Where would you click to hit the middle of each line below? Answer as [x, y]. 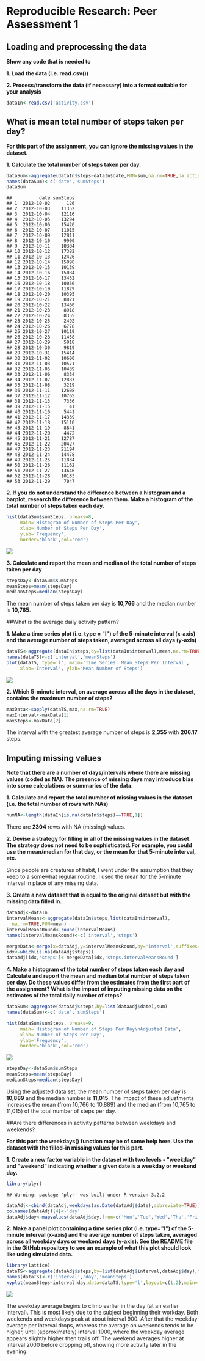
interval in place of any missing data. [52, 883]
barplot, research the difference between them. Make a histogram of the [100, 499]
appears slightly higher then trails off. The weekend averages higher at [95, 1338]
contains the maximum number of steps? [59, 698]
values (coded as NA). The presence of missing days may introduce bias [100, 779]
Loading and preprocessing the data [77, 47]
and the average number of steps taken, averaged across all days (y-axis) [102, 640]
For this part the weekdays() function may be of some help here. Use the [100, 1141]
